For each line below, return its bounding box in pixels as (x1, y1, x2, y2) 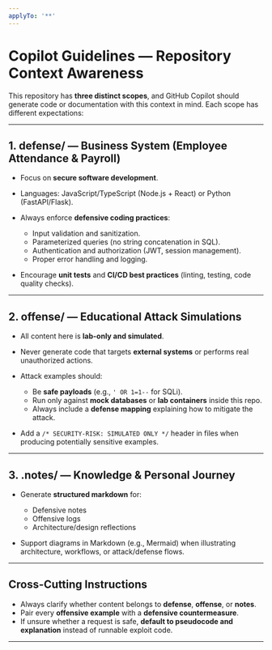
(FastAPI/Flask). (19, 198, 74, 207)
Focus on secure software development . (19, 173, 159, 183)
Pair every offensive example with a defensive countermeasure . (19, 608, 239, 618)
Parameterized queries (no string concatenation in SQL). (32, 237, 221, 247)
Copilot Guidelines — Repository (8, 46, 232, 65)
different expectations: (8, 108, 84, 117)
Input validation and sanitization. (32, 228, 141, 239)
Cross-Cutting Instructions (8, 578, 148, 592)
